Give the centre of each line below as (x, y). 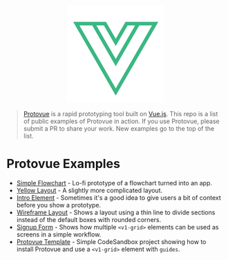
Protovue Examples (63, 164)
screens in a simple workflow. (59, 234)
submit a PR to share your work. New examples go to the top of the (119, 129)
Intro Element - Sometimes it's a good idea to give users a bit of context (119, 197)
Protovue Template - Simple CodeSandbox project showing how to (111, 241)
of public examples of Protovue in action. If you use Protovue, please (122, 121)
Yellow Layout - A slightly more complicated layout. (89, 190)
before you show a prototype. (59, 205)
